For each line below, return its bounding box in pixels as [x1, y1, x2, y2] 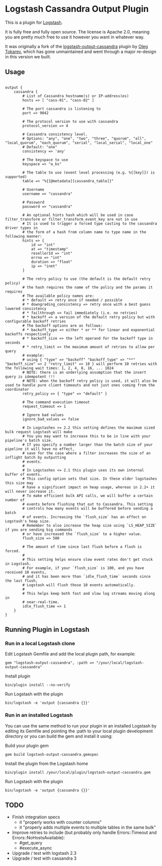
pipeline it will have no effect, [5, 446, 75, 451]
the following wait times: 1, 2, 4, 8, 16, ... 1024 [5, 365, 114, 370]
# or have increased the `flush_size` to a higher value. [22, 531, 142, 537]
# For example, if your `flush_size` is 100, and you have [22, 565, 145, 571]
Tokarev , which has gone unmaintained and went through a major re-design [5, 49, 157, 54]
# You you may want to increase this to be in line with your [22, 433, 151, 438]
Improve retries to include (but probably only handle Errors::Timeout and [12, 830, 157, 835]
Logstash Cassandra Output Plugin [5, 3, 149, 15]
